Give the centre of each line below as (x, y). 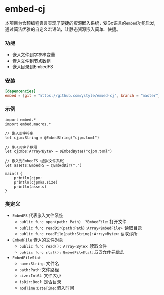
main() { (14, 174)
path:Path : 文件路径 (39, 269)
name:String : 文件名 (39, 263)
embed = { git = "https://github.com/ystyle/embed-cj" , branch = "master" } (83, 96)
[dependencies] (20, 91)
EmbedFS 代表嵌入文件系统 (38, 215)
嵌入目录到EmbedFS (33, 67)
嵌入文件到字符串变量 (33, 55)
